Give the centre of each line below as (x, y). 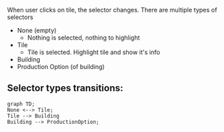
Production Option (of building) (61, 67)
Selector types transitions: (65, 88)
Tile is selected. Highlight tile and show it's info (94, 52)
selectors (20, 17)
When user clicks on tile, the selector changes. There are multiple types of (112, 10)
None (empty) (37, 30)
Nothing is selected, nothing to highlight (84, 38)
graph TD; (21, 104)
